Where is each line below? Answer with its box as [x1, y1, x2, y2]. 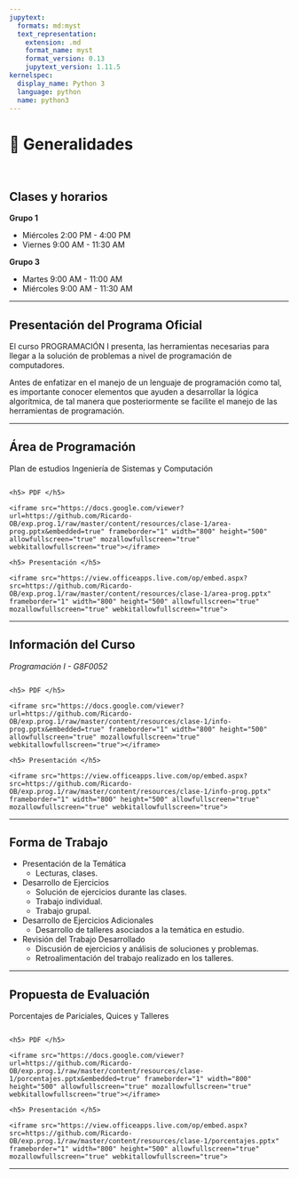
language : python [17, 87, 82, 96]
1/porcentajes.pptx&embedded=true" [9, 1075, 141, 1084]
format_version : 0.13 [25, 54, 105, 63]
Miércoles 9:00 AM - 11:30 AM [21, 284, 133, 294]
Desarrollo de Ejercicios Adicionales [21, 915, 154, 926]
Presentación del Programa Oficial [9, 317, 202, 333]
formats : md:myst [17, 21, 82, 30]
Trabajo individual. [35, 896, 104, 907]
